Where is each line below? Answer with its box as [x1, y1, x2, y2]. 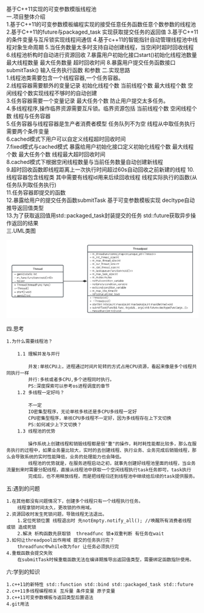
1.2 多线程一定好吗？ [17, 390, 65, 396]
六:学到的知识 [6, 568, 41, 576]
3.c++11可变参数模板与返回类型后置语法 [6, 595, 94, 601]
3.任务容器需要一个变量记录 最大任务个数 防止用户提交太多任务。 [6, 97, 169, 104]
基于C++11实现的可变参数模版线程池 [6, 6, 97, 12]
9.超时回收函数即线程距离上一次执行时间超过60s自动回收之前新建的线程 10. [6, 166, 195, 173]
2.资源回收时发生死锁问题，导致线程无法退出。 [6, 511, 108, 518]
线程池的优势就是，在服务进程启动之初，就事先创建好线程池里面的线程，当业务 [28, 461, 196, 467]
